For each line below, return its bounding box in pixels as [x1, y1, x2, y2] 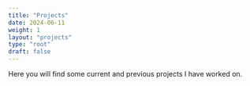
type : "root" [8, 41, 51, 48]
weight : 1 [8, 26, 41, 34]
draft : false [8, 48, 51, 56]
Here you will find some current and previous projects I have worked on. [8, 70, 243, 78]
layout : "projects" [8, 33, 73, 41]
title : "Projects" [8, 11, 69, 20]
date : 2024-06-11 [8, 19, 65, 27]
